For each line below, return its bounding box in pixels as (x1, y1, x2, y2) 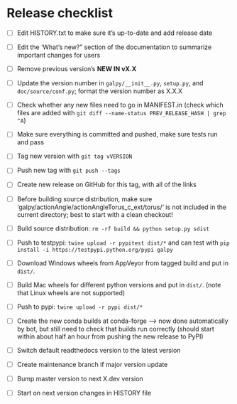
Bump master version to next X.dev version (16, 375, 143, 383)
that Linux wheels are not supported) (16, 288, 126, 297)
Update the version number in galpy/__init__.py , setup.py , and (16, 79, 204, 87)
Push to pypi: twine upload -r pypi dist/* (16, 302, 143, 311)
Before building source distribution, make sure (16, 194, 153, 203)
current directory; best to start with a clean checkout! (16, 210, 173, 218)
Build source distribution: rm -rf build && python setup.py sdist (16, 224, 210, 233)
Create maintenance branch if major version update (16, 361, 168, 368)
